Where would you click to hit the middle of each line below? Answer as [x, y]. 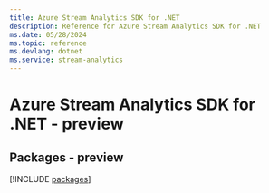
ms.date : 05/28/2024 [48, 34]
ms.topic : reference [48, 43]
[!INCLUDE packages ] [50, 179]
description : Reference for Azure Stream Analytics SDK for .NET [135, 26]
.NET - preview [67, 124]
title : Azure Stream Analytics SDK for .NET [95, 18]
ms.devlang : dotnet [46, 52]
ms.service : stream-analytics [67, 60]
